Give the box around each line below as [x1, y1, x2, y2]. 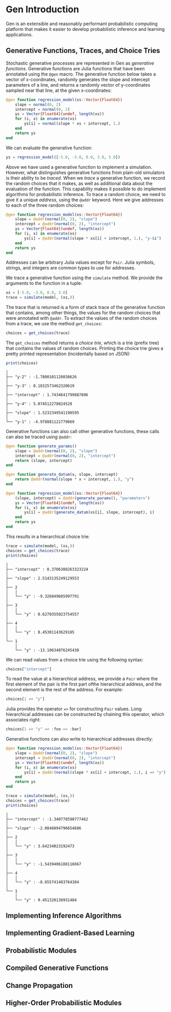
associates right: [6, 717, 41, 723]
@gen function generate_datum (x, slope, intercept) [6, 472, 118, 477]
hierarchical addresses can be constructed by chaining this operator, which [6, 711, 165, 717]
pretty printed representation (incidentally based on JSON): [6, 351, 131, 357]
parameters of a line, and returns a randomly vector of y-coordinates [6, 82, 151, 88]
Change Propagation [6, 981, 73, 990]
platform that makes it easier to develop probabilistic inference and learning [6, 26, 165, 32]
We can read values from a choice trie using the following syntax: [6, 656, 143, 663]
